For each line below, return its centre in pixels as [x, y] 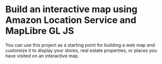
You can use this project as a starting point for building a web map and [80, 45]
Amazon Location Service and [71, 20]
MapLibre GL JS [40, 31]
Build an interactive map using [71, 9]
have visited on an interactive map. [42, 56]
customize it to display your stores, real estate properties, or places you [81, 50]
